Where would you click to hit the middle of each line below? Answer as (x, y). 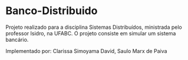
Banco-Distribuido (52, 11)
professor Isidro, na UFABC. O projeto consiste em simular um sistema (91, 33)
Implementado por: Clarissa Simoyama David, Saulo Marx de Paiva (86, 51)
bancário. (17, 39)
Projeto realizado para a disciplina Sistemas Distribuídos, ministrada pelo (94, 27)
